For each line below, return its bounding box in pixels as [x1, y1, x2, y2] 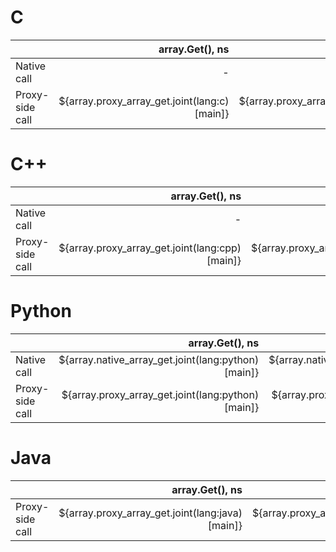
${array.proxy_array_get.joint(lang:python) [61, 387, 260, 401]
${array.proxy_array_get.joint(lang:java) [58, 506, 243, 520]
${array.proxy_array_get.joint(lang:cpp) [58, 241, 242, 255]
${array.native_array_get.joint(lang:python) [58, 352, 260, 366]
